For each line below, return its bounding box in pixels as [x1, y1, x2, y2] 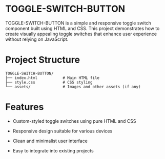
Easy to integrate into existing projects [12, 147, 94, 153]
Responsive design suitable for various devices [12, 128, 113, 134]
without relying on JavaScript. [5, 36, 69, 42]
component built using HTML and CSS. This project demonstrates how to [5, 25, 160, 31]
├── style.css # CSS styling [5, 79, 93, 85]
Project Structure [5, 54, 80, 66]
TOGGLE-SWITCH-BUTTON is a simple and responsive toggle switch [5, 20, 151, 26]
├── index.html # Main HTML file [5, 75, 100, 81]
